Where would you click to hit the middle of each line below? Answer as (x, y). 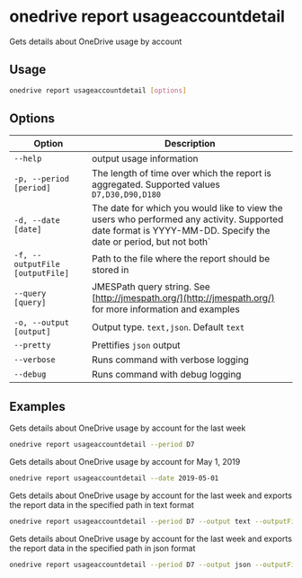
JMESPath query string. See (151, 287)
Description (190, 144)
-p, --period (42, 179)
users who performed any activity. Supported (187, 219)
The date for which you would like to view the (187, 209)
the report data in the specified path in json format (102, 548)
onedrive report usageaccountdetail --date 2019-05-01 (114, 478)
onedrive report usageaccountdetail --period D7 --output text (130, 521)
